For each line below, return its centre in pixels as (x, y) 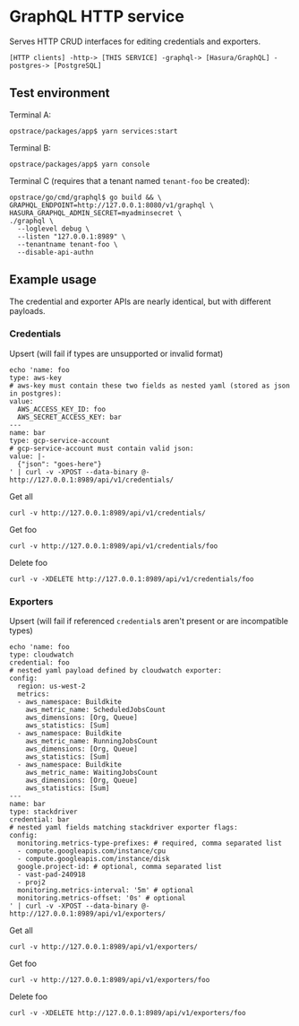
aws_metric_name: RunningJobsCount (92, 742)
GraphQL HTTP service (97, 17)
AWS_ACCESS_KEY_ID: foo (61, 409)
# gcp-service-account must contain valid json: (102, 448)
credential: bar (39, 820)
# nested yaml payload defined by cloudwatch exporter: (115, 671)
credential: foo (39, 663)
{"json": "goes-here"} (60, 464)
